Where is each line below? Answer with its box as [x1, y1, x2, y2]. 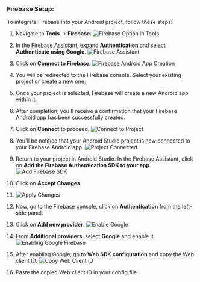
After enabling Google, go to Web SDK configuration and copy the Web [15, 251, 195, 258]
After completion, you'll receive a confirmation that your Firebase [15, 108, 177, 115]
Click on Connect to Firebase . [15, 60, 91, 67]
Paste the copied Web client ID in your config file [15, 269, 137, 276]
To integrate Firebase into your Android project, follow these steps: [7, 19, 173, 26]
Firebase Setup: [7, 5, 55, 13]
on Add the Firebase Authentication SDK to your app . [15, 162, 151, 169]
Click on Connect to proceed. [15, 126, 90, 133]
